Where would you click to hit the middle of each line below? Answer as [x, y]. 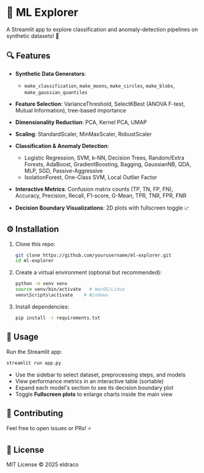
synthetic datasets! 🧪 [33, 35]
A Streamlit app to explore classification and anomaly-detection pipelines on [102, 29]
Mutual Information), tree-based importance [71, 110]
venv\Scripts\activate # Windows [62, 295]
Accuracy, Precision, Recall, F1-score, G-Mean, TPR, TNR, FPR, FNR [101, 196]
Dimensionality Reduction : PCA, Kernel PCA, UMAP [81, 122]
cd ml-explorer [35, 261]
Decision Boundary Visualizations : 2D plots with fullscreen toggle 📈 [103, 208]
